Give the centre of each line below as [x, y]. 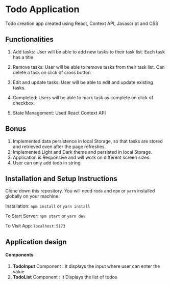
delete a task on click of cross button [52, 72]
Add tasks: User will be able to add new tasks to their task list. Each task [89, 51]
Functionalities [29, 39]
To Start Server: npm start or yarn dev [45, 216]
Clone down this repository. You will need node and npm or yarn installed [80, 191]
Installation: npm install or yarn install [48, 206]
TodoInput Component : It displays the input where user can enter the [86, 266]
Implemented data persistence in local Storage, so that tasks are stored [88, 141]
